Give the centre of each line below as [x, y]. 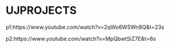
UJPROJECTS [41, 10]
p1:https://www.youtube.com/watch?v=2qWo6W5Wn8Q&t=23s [85, 27]
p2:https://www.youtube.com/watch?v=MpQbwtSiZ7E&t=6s [81, 38]
